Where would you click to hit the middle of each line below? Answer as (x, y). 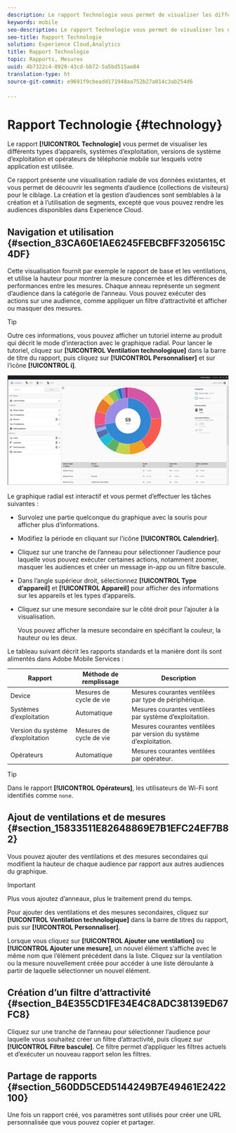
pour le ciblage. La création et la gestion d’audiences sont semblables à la (114, 195)
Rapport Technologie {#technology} (115, 125)
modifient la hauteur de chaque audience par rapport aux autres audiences (116, 864)
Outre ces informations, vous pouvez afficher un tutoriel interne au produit (115, 336)
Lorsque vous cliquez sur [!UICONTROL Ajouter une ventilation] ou (106, 940)
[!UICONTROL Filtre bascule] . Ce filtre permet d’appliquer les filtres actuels (117, 1047)
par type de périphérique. (169, 699)
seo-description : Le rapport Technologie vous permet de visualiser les (116, 30)
